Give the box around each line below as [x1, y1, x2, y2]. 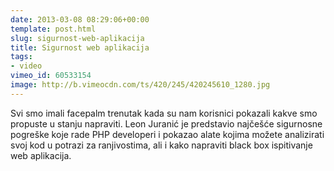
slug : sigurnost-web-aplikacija [10, 33, 145, 43]
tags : [10, 52, 33, 62]
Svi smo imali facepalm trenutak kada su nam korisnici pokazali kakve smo [10, 107, 318, 119]
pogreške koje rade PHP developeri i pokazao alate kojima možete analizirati [10, 128, 325, 140]
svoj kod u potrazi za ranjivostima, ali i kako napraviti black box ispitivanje [10, 139, 313, 151]
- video [10, 61, 43, 71]
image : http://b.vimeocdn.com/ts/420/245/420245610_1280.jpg [10, 80, 271, 90]
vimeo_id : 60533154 [10, 71, 92, 81]
